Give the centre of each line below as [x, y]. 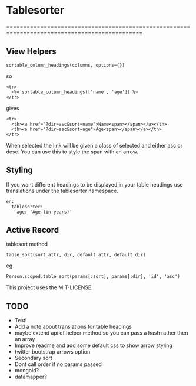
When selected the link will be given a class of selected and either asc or [94, 145]
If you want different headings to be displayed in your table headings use [95, 184]
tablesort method [27, 244]
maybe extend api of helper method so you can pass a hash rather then [101, 333]
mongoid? [27, 371]
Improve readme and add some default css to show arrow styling [93, 345]
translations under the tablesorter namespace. [62, 191]
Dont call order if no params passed [58, 364]
